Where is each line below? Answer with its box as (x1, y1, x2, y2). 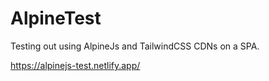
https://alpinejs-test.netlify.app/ (10, 59, 141, 71)
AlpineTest (10, 7, 102, 30)
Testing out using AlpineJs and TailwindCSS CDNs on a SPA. (10, 40, 260, 52)
